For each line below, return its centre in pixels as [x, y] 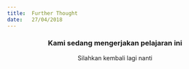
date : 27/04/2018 [35, 20]
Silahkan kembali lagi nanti [115, 57]
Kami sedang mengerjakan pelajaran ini [115, 43]
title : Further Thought [42, 13]
